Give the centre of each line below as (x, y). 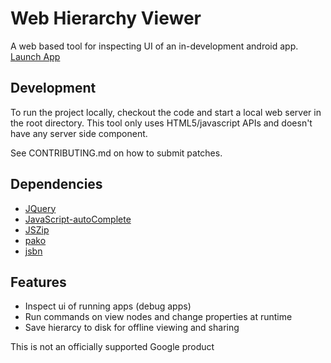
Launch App (35, 56)
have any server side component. (79, 133)
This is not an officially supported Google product (112, 347)
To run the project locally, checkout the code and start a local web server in (166, 112)
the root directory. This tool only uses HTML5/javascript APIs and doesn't (161, 123)
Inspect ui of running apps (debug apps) (108, 306)
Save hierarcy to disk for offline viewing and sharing (132, 328)
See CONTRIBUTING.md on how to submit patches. (116, 153)
